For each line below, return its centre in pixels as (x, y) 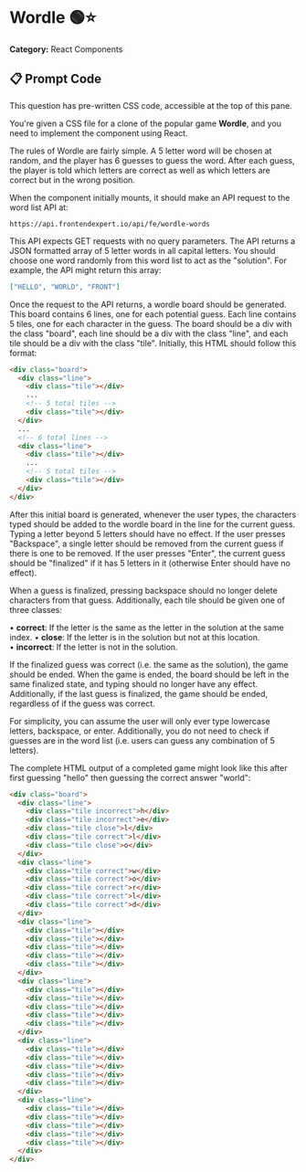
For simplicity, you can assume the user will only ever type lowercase (140, 721)
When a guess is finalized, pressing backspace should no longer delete (144, 590)
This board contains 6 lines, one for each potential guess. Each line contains (153, 314)
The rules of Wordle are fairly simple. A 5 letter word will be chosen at (141, 151)
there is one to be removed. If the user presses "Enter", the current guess (148, 553)
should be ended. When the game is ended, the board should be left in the (149, 674)
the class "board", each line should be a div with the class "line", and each (149, 333)
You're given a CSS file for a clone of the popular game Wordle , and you (145, 123)
